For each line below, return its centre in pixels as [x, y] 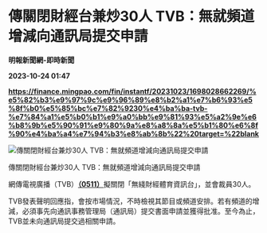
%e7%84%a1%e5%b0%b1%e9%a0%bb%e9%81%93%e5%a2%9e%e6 [133, 116]
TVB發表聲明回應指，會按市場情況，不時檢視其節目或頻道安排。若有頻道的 [130, 201]
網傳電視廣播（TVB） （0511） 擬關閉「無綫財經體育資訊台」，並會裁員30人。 [132, 184]
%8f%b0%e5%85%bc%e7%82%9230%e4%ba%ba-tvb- [108, 108]
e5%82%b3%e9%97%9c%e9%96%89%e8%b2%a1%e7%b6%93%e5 [130, 100]
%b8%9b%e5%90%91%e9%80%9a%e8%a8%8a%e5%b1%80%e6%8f [133, 125]
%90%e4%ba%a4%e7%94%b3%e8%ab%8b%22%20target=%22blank [133, 133]
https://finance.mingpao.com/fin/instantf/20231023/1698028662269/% [132, 91]
